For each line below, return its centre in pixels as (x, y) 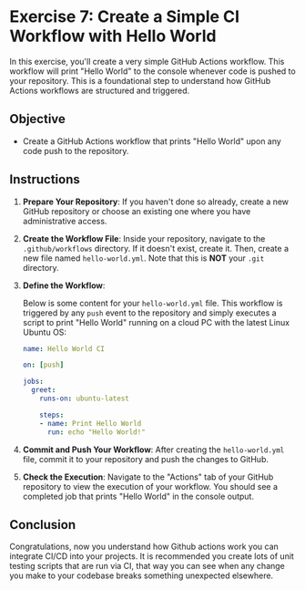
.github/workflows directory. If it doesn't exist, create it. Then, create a (156, 248)
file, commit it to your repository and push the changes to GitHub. (145, 459)
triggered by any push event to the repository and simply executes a (149, 313)
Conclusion (43, 525)
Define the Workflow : (64, 285)
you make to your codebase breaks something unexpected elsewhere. (142, 575)
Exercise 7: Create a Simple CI (124, 17)
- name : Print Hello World (91, 423)
